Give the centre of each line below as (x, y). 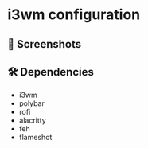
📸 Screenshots (45, 44)
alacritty (33, 120)
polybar (31, 103)
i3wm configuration (74, 15)
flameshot (35, 138)
